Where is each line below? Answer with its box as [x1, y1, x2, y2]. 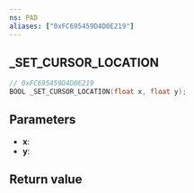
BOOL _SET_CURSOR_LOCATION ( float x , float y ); [9, 87, 187, 96]
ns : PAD [9, 13, 39, 23]
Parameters [9, 112, 76, 127]
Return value [9, 172, 83, 188]
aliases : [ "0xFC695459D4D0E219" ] [9, 22, 135, 31]
